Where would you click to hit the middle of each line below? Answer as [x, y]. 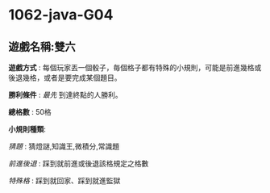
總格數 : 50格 [30, 112]
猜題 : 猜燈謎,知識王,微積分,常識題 [64, 146]
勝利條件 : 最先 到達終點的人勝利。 [65, 95]
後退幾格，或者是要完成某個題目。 [65, 78]
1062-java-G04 [61, 15]
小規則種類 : [27, 129]
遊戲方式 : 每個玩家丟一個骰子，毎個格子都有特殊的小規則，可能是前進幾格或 [135, 67]
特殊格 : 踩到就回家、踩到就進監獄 [64, 180]
